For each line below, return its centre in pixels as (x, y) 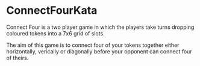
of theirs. (17, 58)
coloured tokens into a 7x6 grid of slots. (56, 33)
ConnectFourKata (52, 10)
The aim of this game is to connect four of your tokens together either (93, 45)
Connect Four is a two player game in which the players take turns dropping (100, 27)
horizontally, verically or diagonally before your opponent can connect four (99, 51)
